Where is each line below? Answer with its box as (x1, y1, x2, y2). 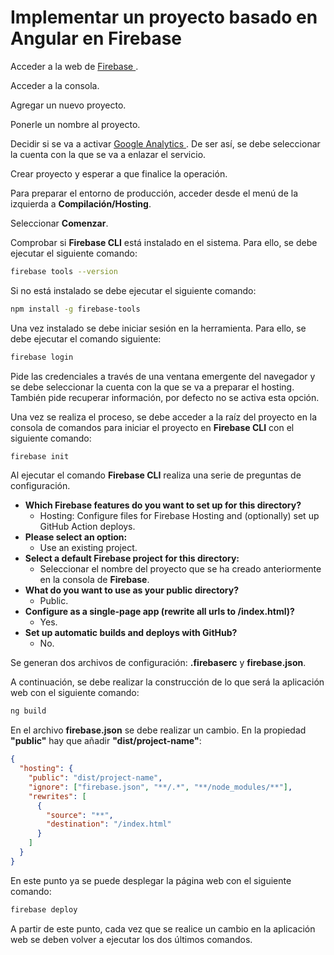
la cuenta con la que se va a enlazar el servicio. (10, 148, 207, 160)
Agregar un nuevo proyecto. (10, 99, 127, 111)
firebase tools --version (10, 266, 118, 276)
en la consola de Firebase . (39, 574, 150, 586)
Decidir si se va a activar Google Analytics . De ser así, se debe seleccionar (10, 137, 321, 150)
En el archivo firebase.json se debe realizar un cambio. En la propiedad (10, 724, 307, 736)
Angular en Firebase (10, 27, 183, 50)
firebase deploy (10, 904, 78, 915)
